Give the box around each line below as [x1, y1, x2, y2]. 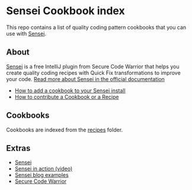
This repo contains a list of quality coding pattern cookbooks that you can [6, 24, 187, 31]
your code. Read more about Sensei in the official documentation [6, 75, 165, 82]
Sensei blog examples [14, 172, 69, 179]
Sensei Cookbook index [6, 4, 126, 18]
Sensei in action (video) [14, 165, 73, 172]
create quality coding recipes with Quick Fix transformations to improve [6, 69, 181, 76]
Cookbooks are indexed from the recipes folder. [6, 126, 123, 133]
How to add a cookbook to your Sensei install [14, 87, 126, 94]
